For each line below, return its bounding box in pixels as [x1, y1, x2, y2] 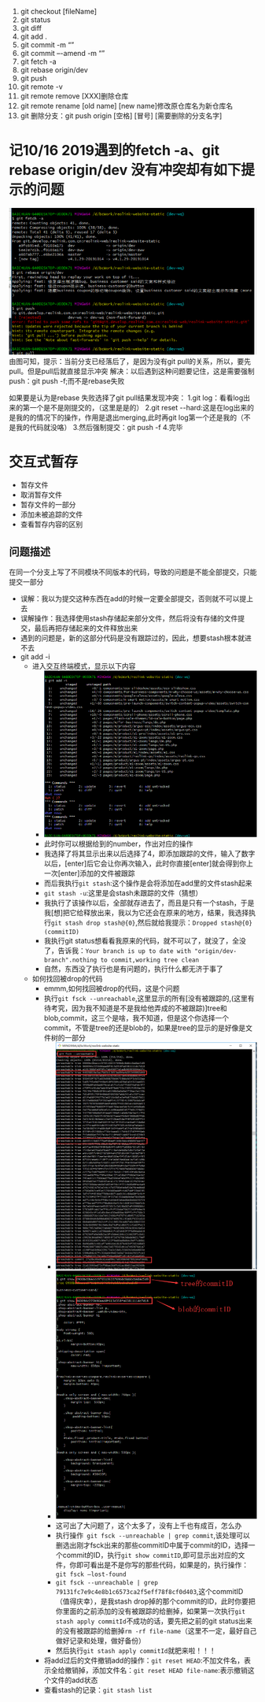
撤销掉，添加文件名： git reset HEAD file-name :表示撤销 [64, 1665, 248, 1674]
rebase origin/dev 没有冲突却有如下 [9, 161, 241, 180]
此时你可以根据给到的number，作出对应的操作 [43, 839, 193, 849]
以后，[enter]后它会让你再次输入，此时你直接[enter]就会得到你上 [43, 858, 254, 869]
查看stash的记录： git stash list [43, 1685, 153, 1694]
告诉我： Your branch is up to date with [57, 946, 192, 955]
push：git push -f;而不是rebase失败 [9, 376, 125, 385]
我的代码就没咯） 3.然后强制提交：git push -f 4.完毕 [15, 422, 183, 432]
